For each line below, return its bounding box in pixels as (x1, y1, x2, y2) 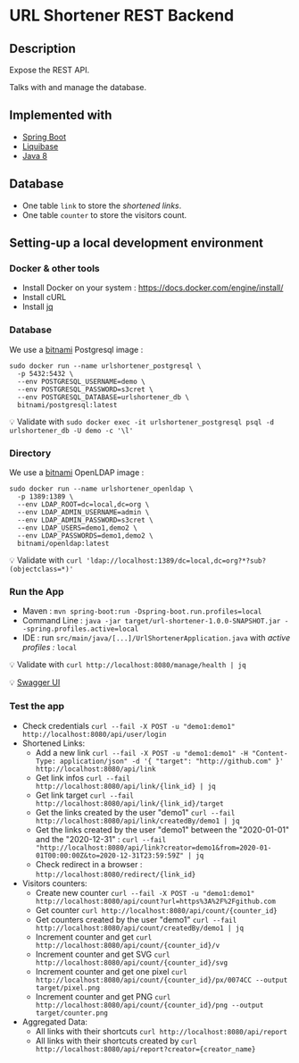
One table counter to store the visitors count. (21, 209, 187, 220)
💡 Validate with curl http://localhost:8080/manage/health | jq (9, 659, 247, 670)
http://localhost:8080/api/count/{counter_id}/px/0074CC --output (35, 975, 288, 984)
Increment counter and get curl (35, 931, 153, 942)
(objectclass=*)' (9, 565, 74, 573)
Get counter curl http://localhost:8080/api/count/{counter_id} (35, 904, 278, 916)
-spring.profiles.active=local (21, 624, 139, 634)
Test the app (9, 700, 65, 713)
